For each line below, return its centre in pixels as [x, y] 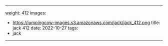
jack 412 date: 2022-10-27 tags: [45, 28]
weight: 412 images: [26, 13]
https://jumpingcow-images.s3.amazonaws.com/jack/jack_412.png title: [86, 22]
